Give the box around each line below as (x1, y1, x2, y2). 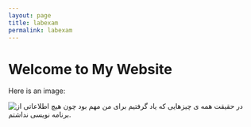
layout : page (8, 11, 52, 20)
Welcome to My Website (8, 60, 172, 78)
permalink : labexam (8, 26, 73, 34)
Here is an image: (8, 86, 66, 95)
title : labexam (8, 19, 59, 27)
